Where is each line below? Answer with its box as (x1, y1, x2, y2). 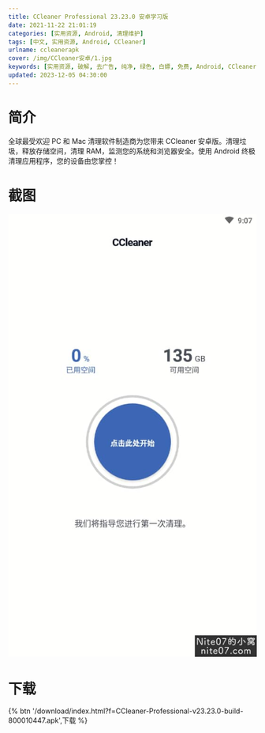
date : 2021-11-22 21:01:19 (8, 21, 97, 29)
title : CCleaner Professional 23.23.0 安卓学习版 (8, 13, 169, 21)
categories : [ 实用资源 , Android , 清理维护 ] (8, 29, 144, 37)
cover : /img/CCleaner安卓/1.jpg (8, 55, 112, 62)
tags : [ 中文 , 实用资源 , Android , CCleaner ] (8, 38, 147, 46)
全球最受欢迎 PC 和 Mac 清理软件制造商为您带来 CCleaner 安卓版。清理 (8, 136, 241, 145)
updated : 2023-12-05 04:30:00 (8, 71, 108, 79)
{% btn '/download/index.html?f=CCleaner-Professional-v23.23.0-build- (8, 706, 244, 716)
